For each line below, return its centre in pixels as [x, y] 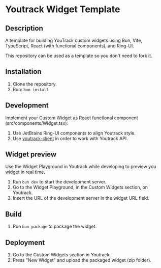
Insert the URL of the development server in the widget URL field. [81, 198]
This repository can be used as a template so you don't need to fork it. [79, 56]
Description [24, 28]
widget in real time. [25, 172]
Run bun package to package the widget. [55, 226]
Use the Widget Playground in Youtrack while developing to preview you [81, 167]
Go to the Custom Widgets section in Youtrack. [61, 255]
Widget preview [31, 155]
